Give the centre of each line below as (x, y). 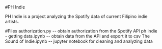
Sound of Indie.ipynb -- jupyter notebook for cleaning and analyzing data (79, 41)
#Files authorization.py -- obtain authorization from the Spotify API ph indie (81, 31)
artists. (12, 22)
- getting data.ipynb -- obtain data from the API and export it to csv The (78, 36)
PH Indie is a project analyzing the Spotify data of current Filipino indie (77, 16)
